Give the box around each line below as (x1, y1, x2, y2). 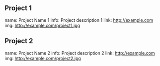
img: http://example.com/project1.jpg (4, 22, 80, 28)
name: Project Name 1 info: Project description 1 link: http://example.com (4, 17, 154, 23)
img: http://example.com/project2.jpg (4, 55, 81, 61)
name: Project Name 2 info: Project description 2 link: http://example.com (4, 50, 155, 56)
